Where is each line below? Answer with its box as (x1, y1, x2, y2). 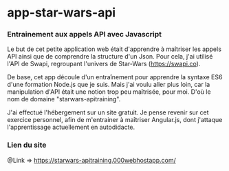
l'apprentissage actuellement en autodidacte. (7, 123, 135, 132)
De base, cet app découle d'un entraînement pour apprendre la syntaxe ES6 (7, 73, 223, 81)
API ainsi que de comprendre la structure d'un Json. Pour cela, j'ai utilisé (7, 52, 213, 61)
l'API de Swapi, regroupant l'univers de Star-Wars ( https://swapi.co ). (7, 60, 201, 68)
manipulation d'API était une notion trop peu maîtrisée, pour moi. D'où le (7, 88, 211, 96)
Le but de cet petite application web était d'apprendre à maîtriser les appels (7, 45, 222, 53)
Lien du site (7, 140, 47, 150)
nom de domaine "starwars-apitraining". (7, 95, 121, 103)
